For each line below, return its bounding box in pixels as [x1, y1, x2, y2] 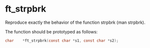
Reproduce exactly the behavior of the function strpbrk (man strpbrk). [5, 19, 146, 25]
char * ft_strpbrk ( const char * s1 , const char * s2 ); [5, 38, 119, 43]
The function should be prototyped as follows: [5, 29, 98, 34]
